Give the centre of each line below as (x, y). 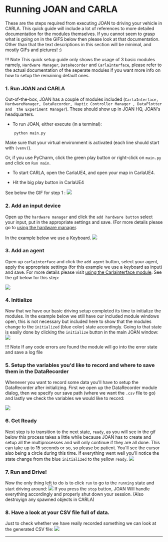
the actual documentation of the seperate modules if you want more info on (83, 70)
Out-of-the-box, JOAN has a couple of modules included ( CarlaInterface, (82, 99)
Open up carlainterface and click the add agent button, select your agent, (82, 261)
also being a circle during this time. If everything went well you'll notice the (82, 453)
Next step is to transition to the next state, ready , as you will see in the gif (80, 432)
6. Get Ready (21, 421)
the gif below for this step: (32, 277)
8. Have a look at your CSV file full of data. (57, 512)
